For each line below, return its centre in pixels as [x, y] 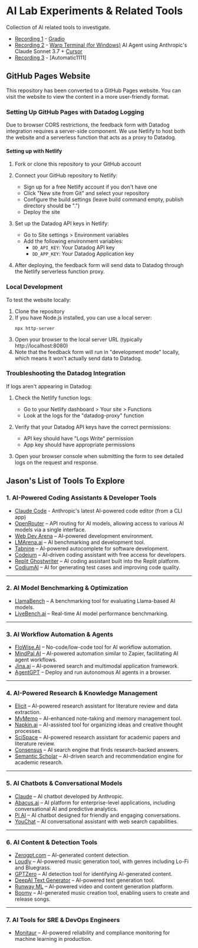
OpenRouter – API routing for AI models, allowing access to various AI [99, 523]
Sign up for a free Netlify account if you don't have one [90, 187]
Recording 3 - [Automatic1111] [50, 57]
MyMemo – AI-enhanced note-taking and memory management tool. [98, 719]
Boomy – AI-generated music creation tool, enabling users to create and [102, 893]
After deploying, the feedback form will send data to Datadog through [99, 265]
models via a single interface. [50, 530]
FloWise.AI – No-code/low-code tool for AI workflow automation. [93, 647]
